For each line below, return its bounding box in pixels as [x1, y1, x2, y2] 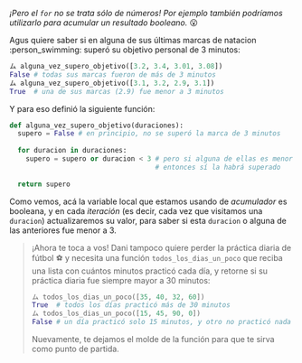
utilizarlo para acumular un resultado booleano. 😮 [9, 17, 199, 28]
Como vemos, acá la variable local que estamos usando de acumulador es [9, 196, 288, 207]
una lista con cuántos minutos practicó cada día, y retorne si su [31, 265, 269, 276]
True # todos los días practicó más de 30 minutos [31, 301, 231, 310]
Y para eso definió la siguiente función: [9, 103, 156, 114]
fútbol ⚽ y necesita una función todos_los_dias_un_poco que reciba [31, 252, 283, 263]
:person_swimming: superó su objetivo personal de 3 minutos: [9, 44, 241, 55]
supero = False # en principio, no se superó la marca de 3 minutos [17, 129, 281, 138]
